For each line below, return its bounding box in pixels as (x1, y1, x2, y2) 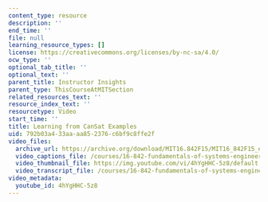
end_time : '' (8, 26, 52, 34)
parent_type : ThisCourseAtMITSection (8, 85, 134, 94)
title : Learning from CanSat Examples (8, 122, 137, 130)
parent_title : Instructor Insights (8, 78, 127, 86)
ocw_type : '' (8, 56, 52, 64)
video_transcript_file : (15, 167, 94, 175)
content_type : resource (8, 11, 88, 20)
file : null (8, 33, 45, 42)
